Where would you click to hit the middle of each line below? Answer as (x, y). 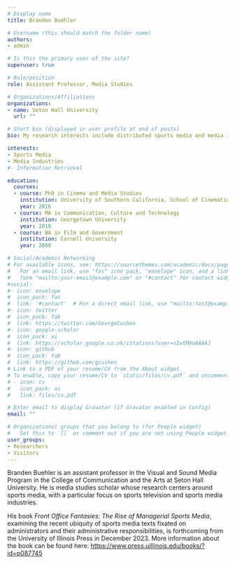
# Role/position (31, 78)
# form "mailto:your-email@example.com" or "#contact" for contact (111, 277)
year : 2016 (36, 207)
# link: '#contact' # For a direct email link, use (87, 304)
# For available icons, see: (50, 265)
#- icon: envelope (34, 291)
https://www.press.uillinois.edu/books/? (148, 546)
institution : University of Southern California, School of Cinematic (125, 200)
